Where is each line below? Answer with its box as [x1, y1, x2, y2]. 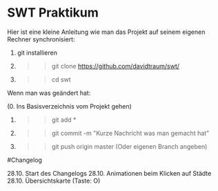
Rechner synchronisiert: [7, 35, 75, 43]
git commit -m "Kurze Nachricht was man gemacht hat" [51, 129, 210, 137]
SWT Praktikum [7, 5, 99, 21]
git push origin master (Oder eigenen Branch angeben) [51, 142, 208, 150]
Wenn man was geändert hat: [7, 89, 91, 97]
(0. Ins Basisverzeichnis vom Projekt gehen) [7, 102, 132, 110]
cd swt [51, 75, 71, 84]
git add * [51, 116, 77, 124]
